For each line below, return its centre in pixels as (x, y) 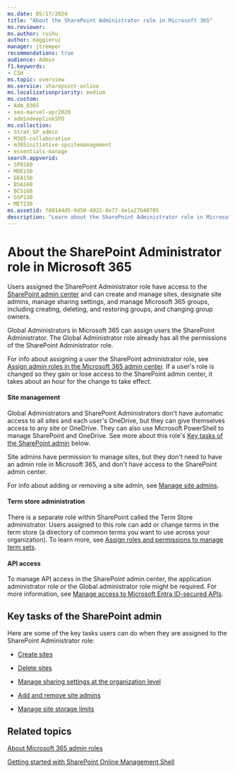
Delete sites (35, 668)
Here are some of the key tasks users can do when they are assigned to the (117, 633)
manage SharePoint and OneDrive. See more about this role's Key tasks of (115, 435)
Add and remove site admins (59, 695)
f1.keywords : (26, 66)
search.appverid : (33, 158)
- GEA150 (20, 178)
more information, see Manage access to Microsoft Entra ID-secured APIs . (115, 594)
